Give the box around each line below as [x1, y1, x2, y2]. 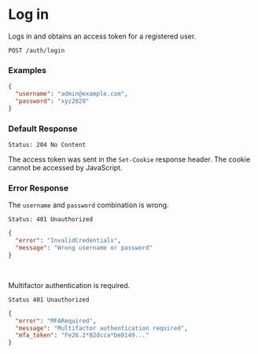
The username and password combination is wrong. [8, 200, 169, 210]
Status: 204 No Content [8, 141, 87, 149]
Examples [8, 64, 47, 75]
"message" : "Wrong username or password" [15, 244, 153, 252]
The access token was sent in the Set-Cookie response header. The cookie [8, 155, 251, 164]
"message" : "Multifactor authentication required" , [15, 324, 189, 332]
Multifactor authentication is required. [8, 280, 131, 290]
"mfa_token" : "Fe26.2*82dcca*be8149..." [15, 331, 149, 339]
